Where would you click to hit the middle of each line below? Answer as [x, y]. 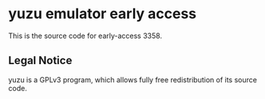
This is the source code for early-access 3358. [85, 36]
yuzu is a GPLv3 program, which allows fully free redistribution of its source [133, 79]
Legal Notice [40, 61]
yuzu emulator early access [103, 14]
